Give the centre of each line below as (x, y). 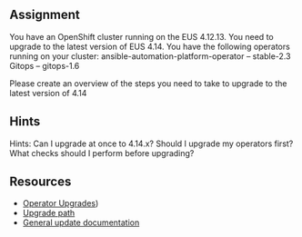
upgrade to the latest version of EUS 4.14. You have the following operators (150, 46)
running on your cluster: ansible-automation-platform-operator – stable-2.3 (150, 56)
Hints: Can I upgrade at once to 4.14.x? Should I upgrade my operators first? (151, 143)
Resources (40, 182)
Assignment (45, 15)
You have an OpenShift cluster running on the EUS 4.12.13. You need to (142, 36)
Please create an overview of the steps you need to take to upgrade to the (148, 83)
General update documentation (81, 222)
